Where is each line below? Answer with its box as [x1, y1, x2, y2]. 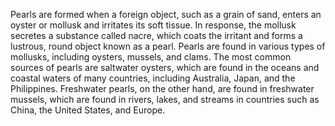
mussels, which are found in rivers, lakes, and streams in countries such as [10, 94, 320, 105]
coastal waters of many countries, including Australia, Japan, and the [10, 72, 296, 84]
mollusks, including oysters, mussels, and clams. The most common [10, 51, 292, 63]
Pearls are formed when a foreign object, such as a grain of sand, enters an [10, 9, 322, 20]
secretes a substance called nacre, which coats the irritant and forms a [10, 30, 303, 41]
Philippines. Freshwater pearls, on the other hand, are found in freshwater [10, 83, 315, 94]
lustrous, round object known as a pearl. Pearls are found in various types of [10, 40, 326, 52]
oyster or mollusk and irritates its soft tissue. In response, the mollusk [10, 19, 297, 31]
